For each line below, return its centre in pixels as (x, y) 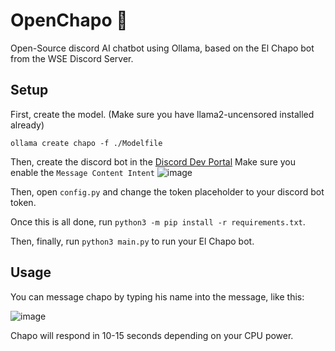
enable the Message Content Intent (82, 172)
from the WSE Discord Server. (72, 58)
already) (27, 125)
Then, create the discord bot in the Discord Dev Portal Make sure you (153, 161)
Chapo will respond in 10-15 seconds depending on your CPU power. (152, 335)
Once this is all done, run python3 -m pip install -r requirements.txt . (158, 221)
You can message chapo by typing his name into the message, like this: (157, 296)
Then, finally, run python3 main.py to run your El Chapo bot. (132, 241)
